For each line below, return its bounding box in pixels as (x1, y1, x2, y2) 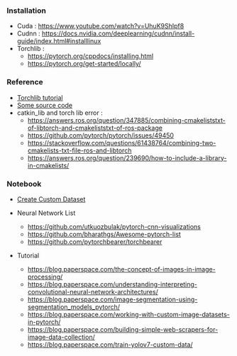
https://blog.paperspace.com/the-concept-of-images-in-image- (27, 265, 216, 273)
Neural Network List (16, 208, 76, 217)
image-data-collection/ (27, 333, 95, 341)
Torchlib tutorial (16, 93, 63, 101)
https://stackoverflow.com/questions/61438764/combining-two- (27, 138, 216, 147)
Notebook (6, 179, 42, 189)
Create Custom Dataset (16, 194, 86, 204)
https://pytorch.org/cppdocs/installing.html (27, 52, 154, 60)
